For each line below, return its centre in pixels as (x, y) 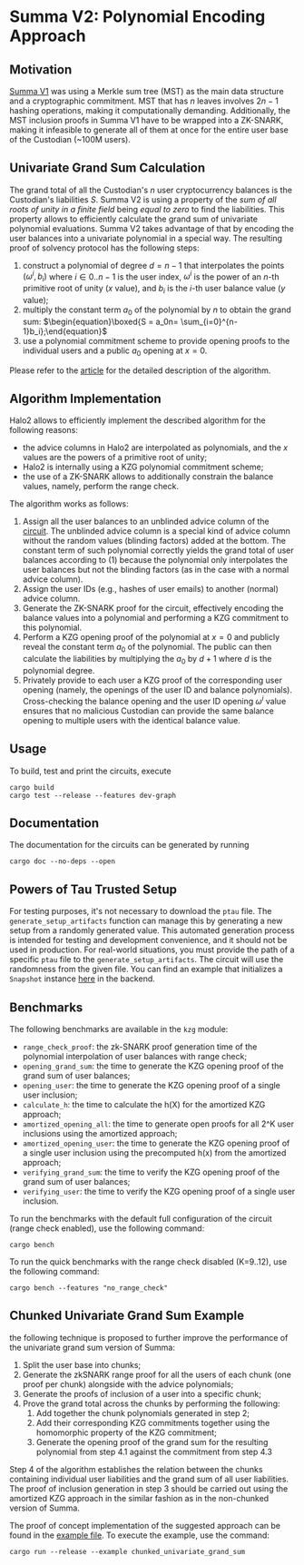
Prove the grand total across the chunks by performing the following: (151, 1403)
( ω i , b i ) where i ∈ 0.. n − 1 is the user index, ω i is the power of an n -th (151, 277)
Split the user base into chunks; (82, 1364)
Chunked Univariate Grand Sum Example (127, 1316)
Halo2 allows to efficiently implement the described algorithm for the (137, 420)
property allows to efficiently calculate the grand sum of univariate (134, 219)
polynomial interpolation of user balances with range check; (135, 1056)
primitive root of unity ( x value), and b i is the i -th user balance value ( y (154, 290)
